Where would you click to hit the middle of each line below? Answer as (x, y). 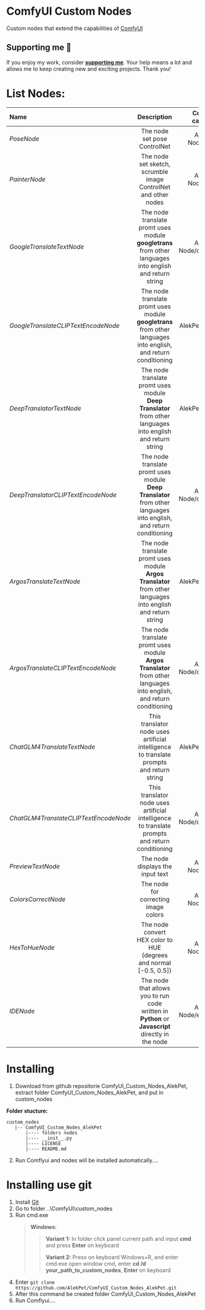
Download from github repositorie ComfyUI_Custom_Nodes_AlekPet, (101, 1086)
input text (155, 874)
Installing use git (49, 1185)
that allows (155, 988)
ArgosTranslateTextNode (45, 581)
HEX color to (155, 940)
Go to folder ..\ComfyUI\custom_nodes (64, 1208)
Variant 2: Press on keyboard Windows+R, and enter (112, 1257)
